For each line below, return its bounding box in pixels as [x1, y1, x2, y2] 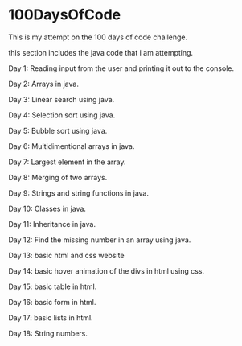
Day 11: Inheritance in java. [8, 219, 96, 229]
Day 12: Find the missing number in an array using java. [8, 235, 191, 245]
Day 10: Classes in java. [8, 204, 87, 213]
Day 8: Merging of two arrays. [8, 172, 108, 182]
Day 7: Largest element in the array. [8, 157, 126, 167]
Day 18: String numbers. [8, 328, 88, 338]
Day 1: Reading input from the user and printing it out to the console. [8, 63, 235, 73]
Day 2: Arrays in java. [8, 79, 79, 89]
